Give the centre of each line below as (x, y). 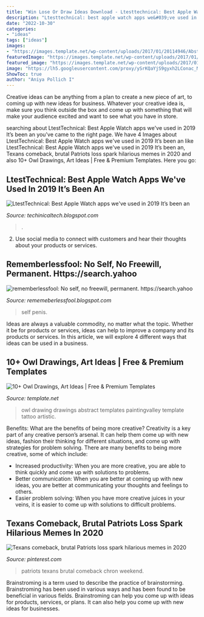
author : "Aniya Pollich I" (40, 80)
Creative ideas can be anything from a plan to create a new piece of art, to (99, 97)
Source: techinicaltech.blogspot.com (53, 215)
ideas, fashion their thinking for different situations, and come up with (93, 441)
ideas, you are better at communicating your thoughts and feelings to (101, 485)
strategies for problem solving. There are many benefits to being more (94, 448)
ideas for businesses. (33, 608)
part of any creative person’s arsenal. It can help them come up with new (97, 434)
